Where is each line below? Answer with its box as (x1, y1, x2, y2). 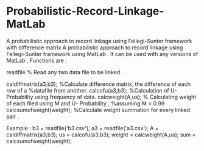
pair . (6, 113, 19, 120)
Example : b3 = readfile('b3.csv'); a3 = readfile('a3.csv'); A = (6, 124, 160, 132)
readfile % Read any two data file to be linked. (6, 68, 122, 75)
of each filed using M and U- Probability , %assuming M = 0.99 (6, 99, 165, 107)
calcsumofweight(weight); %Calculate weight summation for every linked (6, 106, 191, 113)
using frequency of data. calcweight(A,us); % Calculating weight (34, 93, 197, 100)
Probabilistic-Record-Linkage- (6, 4, 164, 18)
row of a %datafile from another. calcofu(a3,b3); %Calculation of (6, 86, 169, 94)
